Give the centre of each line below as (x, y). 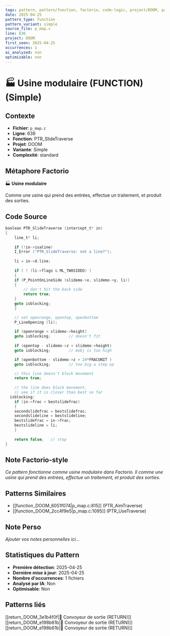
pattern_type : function (30, 19)
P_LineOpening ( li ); (36, 322)
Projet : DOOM (27, 144)
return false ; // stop (40, 439)
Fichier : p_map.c (29, 128)
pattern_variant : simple (31, 24)
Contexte (20, 116)
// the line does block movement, (51, 388)
